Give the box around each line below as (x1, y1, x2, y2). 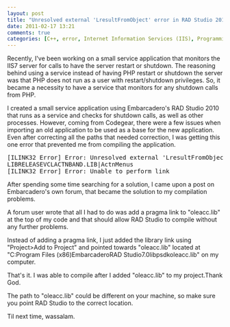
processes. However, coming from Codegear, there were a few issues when (7, 119, 221, 127)
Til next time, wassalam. (7, 313, 75, 321)
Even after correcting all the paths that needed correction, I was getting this (7, 133, 220, 141)
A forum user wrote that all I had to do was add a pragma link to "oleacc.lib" (7, 208, 220, 217)
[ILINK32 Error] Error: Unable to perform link (7, 167, 170, 175)
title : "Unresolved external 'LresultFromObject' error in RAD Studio (7, 16, 213, 23)
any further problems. (7, 223, 68, 231)
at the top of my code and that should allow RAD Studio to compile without (7, 215, 218, 223)
